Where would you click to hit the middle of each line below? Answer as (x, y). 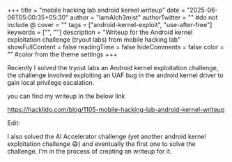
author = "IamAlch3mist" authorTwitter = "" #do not (144, 17)
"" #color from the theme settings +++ (62, 54)
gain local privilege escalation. (51, 82)
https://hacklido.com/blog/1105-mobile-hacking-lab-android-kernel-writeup (116, 110)
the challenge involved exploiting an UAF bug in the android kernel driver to (116, 75)
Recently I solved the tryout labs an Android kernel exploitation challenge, (113, 68)
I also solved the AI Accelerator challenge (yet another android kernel (107, 136)
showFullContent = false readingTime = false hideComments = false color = (116, 47)
